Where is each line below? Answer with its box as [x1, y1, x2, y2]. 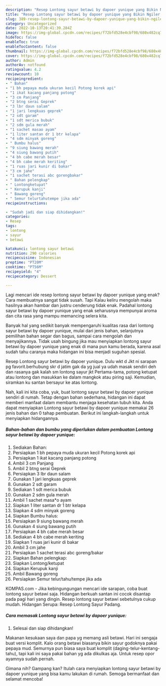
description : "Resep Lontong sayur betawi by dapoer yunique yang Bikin [5, 7, 158, 12]
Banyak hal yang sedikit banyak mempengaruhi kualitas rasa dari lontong [5, 322, 154, 328]
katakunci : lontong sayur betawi [5, 246, 74, 251]
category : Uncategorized [5, 21, 57, 26]
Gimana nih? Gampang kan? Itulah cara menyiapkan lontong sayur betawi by [5, 665, 161, 671]
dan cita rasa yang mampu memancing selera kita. [5, 313, 108, 318]
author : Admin [5, 58, 35, 63]
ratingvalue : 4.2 [5, 67, 41, 72]
